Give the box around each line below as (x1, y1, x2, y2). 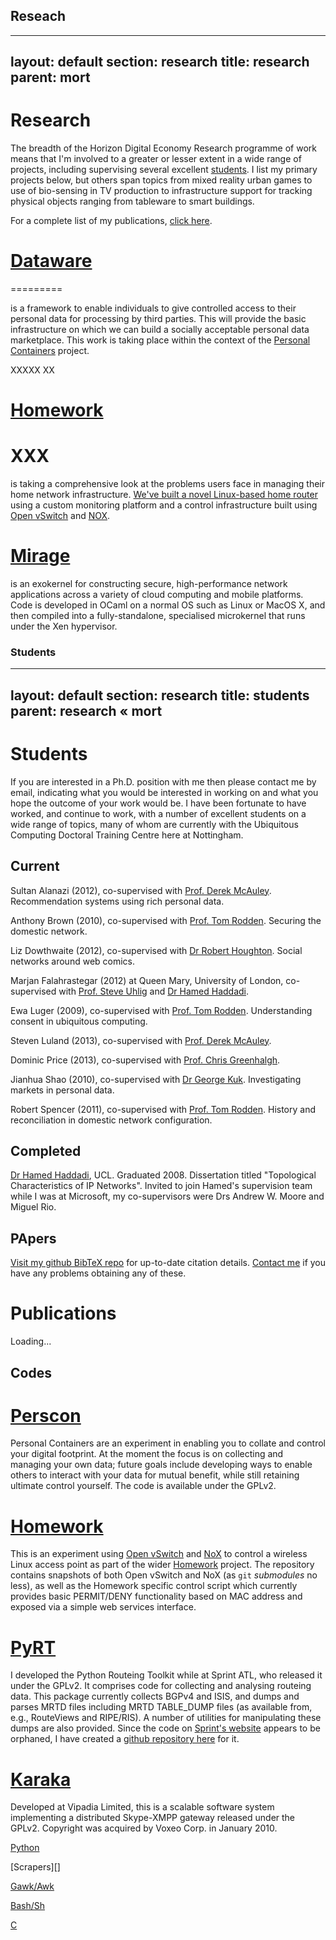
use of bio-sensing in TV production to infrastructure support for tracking (10, 185, 313, 197)
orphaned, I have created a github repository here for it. (10, 1733, 240, 1745)
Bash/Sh (10, 1900, 45, 1912)
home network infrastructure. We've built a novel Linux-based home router (10, 489, 318, 501)
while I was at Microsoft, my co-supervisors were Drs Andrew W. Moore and (10, 1190, 325, 1203)
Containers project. (10, 345, 90, 357)
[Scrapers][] (10, 1861, 61, 1873)
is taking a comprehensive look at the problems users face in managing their (10, 478, 326, 490)
